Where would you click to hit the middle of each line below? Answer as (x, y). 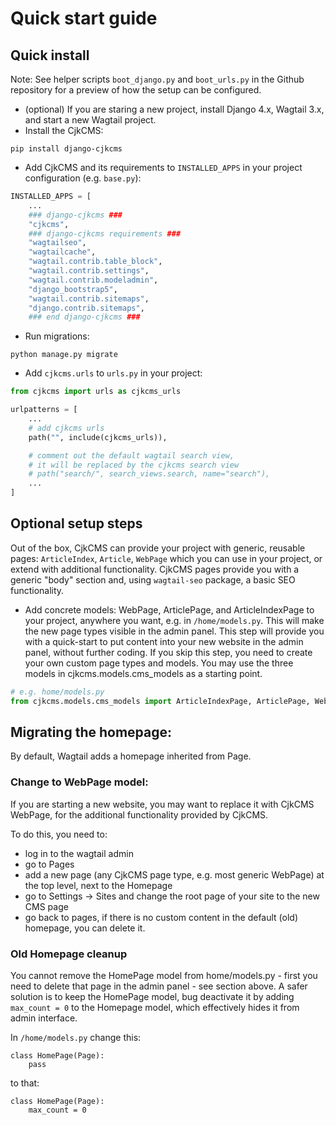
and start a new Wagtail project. (90, 120)
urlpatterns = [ (44, 410)
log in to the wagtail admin (79, 853)
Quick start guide (84, 18)
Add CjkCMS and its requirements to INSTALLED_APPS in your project (163, 167)
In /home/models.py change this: (76, 1037)
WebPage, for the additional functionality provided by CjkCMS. (139, 814)
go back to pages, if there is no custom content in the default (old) (161, 917)
